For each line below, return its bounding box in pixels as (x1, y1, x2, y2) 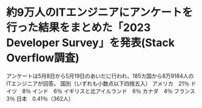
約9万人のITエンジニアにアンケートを (6, 5, 193, 19)
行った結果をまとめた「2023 (6, 21, 151, 35)
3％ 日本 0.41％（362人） (6, 95, 74, 102)
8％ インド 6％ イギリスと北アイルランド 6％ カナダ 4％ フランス (22, 87, 195, 95)
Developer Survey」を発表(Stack (6, 36, 175, 50)
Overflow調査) (6, 51, 80, 65)
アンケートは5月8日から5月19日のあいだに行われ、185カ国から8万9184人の (6, 72, 194, 79)
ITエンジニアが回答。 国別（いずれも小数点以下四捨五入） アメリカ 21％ (6, 79, 190, 87)
